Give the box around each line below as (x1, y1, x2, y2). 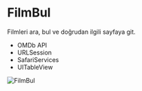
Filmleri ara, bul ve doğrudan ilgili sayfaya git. (7, 28, 136, 36)
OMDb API (17, 41, 48, 49)
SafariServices (17, 55, 59, 63)
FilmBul (7, 5, 51, 21)
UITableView (17, 63, 53, 71)
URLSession (17, 48, 52, 57)
